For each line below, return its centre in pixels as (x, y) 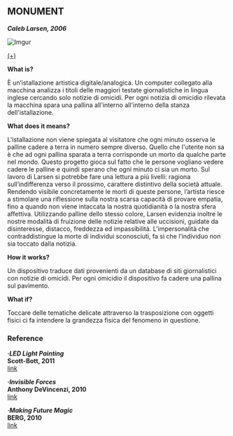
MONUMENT (36, 12)
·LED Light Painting (36, 353)
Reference (25, 338)
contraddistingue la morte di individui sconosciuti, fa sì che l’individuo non (114, 236)
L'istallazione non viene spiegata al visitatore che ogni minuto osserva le (111, 139)
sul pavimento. (29, 286)
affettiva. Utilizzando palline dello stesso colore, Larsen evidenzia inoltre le (115, 213)
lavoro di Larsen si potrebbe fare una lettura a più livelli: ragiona (99, 176)
